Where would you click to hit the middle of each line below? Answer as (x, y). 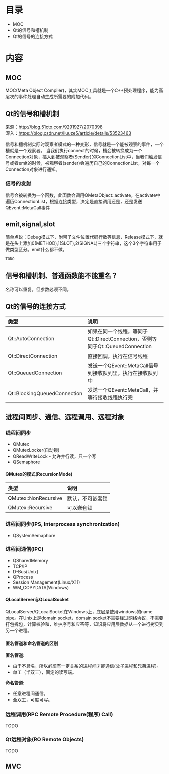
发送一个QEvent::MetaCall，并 (123, 390)
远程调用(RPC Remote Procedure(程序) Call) (59, 714)
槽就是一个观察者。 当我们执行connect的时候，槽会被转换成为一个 (74, 150)
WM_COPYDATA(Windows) (41, 587)
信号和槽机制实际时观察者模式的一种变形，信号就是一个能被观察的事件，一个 (84, 144)
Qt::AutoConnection (31, 339)
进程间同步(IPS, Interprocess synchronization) (62, 524)
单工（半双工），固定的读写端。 (45, 672)
